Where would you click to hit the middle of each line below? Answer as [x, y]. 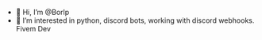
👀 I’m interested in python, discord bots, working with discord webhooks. [135, 20]
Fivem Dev [33, 29]
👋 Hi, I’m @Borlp [42, 12]
